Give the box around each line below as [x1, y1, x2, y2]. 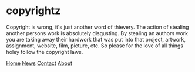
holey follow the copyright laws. [6, 48, 83, 55]
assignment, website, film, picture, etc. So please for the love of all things [6, 42, 184, 49]
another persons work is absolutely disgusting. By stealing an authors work [6, 29, 189, 36]
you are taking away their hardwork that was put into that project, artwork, [6, 36, 186, 43]
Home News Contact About [6, 60, 72, 67]
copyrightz [6, 4, 61, 18]
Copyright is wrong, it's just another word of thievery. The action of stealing [6, 23, 189, 30]
